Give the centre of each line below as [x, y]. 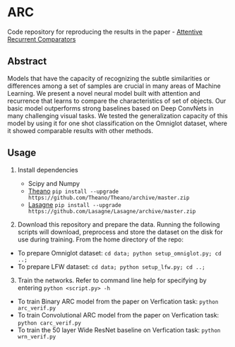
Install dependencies [48, 170]
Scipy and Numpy [54, 183]
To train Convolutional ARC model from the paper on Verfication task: [118, 315]
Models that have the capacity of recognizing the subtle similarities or [109, 78]
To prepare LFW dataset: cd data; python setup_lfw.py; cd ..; [112, 266]
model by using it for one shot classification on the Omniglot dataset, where [117, 123]
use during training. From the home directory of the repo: [101, 239]
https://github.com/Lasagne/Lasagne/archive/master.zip [112, 211]
